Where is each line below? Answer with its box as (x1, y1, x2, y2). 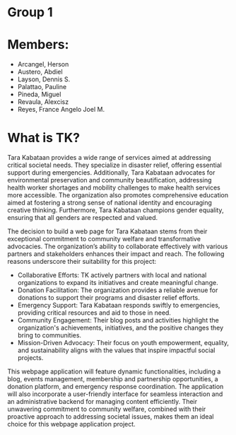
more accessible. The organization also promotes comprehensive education (7, 191, 229, 199)
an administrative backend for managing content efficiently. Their (7, 398, 198, 406)
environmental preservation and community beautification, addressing (7, 176, 212, 185)
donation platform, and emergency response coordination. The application (7, 383, 224, 391)
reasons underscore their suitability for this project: (7, 257, 157, 266)
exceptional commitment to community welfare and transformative (7, 235, 201, 243)
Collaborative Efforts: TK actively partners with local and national (17, 271, 207, 279)
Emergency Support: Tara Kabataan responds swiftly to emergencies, (17, 301, 220, 310)
